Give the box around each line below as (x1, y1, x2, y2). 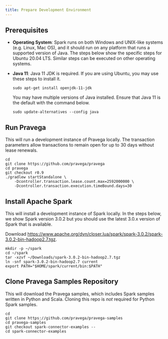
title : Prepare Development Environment (5, 7, 92, 13)
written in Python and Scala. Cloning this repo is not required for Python (5, 296, 155, 302)
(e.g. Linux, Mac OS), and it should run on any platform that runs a (12, 45, 150, 51)
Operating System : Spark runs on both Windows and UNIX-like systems (12, 39, 163, 45)
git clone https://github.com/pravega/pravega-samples (5, 315, 123, 320)
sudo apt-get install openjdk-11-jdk (12, 86, 92, 91)
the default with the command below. (12, 100, 90, 106)
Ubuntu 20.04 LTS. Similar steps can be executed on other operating (12, 55, 155, 61)
